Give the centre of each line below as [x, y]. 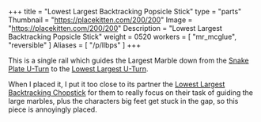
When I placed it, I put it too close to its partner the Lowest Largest [117, 84]
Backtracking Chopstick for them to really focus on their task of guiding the [131, 93]
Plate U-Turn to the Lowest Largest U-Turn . [78, 69]
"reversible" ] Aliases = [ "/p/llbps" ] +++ [74, 45]
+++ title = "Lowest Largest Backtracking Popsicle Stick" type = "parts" [125, 11]
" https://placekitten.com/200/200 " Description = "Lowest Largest [115, 28]
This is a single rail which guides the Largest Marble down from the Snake [129, 60]
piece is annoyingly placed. [53, 109]
